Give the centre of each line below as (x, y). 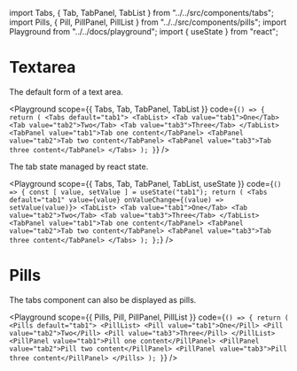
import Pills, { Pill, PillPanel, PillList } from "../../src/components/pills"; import (148, 22)
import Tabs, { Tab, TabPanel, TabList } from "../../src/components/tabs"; (142, 13)
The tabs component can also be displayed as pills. (103, 299)
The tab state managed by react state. (79, 166)
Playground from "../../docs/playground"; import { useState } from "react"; (144, 31)
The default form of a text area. (66, 91)
